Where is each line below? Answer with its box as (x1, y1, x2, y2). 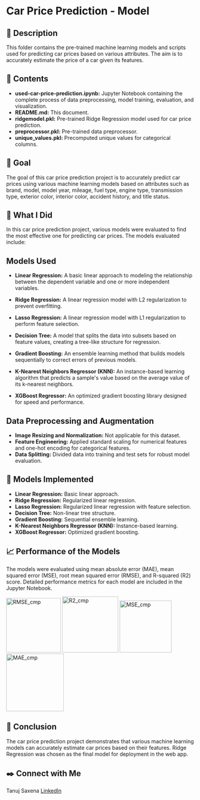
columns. (14, 141, 38, 148)
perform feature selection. (14, 320, 79, 328)
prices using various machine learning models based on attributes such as (6, 180, 189, 187)
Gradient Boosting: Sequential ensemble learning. (14, 515, 139, 523)
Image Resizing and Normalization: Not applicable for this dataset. (14, 432, 181, 439)
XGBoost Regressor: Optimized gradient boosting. (14, 528, 140, 536)
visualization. (14, 102, 48, 109)
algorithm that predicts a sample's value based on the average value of (14, 374, 190, 381)
